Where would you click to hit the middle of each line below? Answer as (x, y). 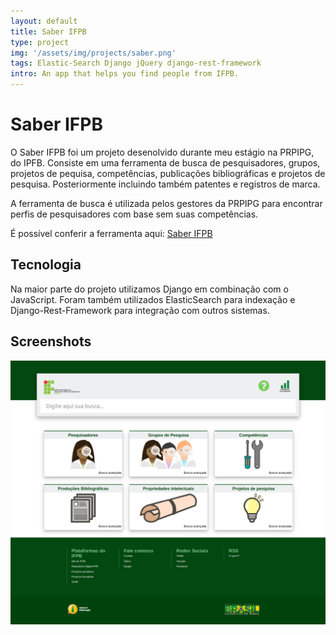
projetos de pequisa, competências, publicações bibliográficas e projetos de (168, 173)
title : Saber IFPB (48, 31)
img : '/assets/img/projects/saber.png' (93, 53)
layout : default (44, 21)
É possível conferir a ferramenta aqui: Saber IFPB (111, 233)
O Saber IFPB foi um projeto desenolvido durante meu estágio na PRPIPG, (162, 152)
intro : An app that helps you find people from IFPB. (125, 74)
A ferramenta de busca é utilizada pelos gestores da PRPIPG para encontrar (166, 203)
